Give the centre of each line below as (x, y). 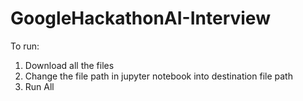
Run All (39, 86)
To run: (25, 46)
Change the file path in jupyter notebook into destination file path (158, 76)
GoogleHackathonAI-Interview (140, 18)
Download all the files (69, 65)
